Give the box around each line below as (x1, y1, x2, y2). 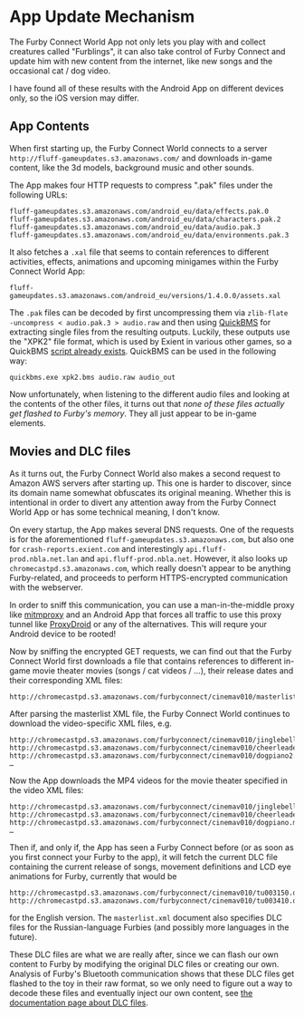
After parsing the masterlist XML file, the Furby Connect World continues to (9, 708, 290, 719)
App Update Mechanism (9, 6, 195, 27)
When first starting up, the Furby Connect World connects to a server (9, 142, 269, 153)
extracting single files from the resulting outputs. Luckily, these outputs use (9, 326, 290, 337)
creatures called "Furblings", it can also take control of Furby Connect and (9, 45, 286, 56)
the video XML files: (9, 784, 84, 795)
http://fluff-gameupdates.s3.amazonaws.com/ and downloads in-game (9, 152, 273, 163)
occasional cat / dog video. (9, 65, 111, 76)
